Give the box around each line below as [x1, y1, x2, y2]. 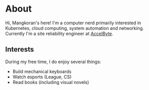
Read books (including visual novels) [12, 79, 89, 85]
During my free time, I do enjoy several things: [5, 59, 102, 65]
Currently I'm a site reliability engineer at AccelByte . [5, 30, 114, 36]
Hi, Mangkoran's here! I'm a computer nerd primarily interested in [5, 20, 141, 26]
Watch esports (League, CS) [12, 74, 72, 80]
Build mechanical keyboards [12, 68, 72, 74]
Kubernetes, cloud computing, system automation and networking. [5, 25, 144, 31]
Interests [5, 45, 34, 54]
